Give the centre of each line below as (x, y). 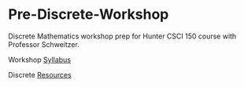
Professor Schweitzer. (44, 44)
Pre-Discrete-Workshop (89, 14)
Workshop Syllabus (40, 60)
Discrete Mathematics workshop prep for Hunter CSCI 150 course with (122, 36)
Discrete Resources (40, 74)
